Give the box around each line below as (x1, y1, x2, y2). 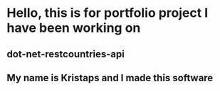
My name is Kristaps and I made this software (6, 72, 214, 84)
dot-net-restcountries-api (6, 48, 125, 60)
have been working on (6, 20, 141, 36)
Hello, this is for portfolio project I (6, 5, 209, 21)
